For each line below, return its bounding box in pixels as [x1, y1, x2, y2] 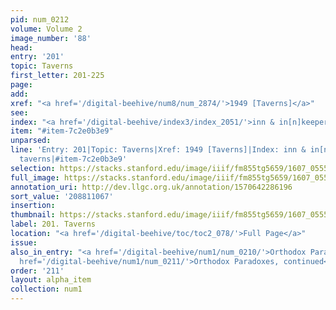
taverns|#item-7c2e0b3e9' [19, 154, 128, 164]
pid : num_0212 [10, 14, 70, 25]
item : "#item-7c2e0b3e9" [10, 126, 114, 136]
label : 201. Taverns [10, 219, 97, 230]
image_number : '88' [10, 33, 92, 43]
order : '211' [10, 266, 65, 276]
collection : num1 [10, 284, 83, 295]
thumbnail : [10, 210, 56, 220]
